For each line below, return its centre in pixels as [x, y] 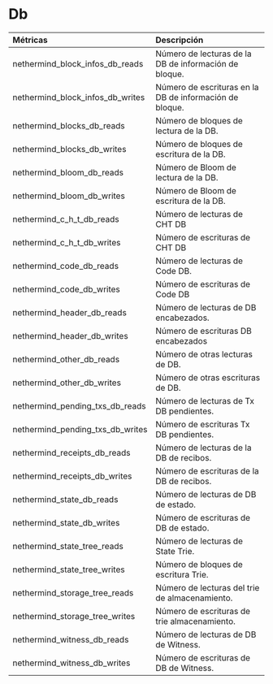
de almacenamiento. [194, 598]
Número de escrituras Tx [203, 424]
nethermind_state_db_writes [66, 522]
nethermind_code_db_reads [66, 266]
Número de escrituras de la [208, 470]
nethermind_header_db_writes [70, 336]
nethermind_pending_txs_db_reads [79, 405]
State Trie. [175, 551]
